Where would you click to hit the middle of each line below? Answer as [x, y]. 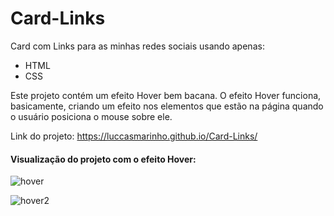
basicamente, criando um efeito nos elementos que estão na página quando [167, 106]
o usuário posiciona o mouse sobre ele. [91, 116]
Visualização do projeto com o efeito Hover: [103, 159]
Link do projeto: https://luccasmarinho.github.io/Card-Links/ [134, 136]
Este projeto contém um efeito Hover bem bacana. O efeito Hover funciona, [166, 95]
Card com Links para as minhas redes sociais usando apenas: [137, 46]
